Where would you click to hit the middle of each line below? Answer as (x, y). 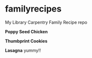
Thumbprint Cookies (26, 41)
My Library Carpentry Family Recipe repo (46, 22)
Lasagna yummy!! (23, 50)
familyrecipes (33, 9)
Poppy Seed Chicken (26, 31)
